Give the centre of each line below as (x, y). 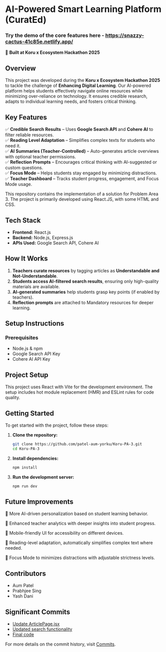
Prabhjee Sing (27, 591)
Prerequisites (22, 338)
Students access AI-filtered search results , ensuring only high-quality (85, 281)
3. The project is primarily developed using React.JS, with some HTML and (82, 199)
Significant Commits (38, 612)
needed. (14, 548)
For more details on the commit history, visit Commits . (61, 644)
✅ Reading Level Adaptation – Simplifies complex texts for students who (80, 140)
